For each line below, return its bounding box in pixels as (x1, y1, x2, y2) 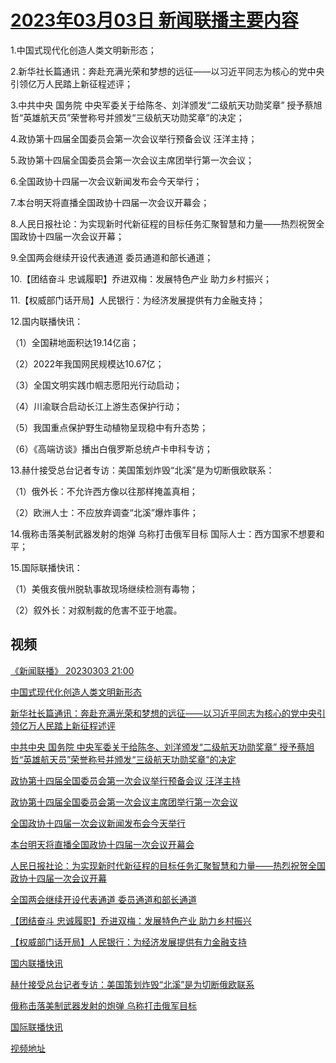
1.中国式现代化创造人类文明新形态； (10, 44, 157, 56)
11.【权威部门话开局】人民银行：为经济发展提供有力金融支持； (10, 294, 266, 306)
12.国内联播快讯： (10, 315, 84, 327)
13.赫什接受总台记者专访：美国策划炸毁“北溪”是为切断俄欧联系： (10, 464, 275, 476)
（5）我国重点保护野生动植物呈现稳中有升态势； (10, 421, 209, 433)
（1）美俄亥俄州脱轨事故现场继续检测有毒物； (10, 582, 198, 595)
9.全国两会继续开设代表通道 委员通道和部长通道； (10, 251, 214, 263)
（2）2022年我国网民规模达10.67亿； (10, 357, 165, 370)
